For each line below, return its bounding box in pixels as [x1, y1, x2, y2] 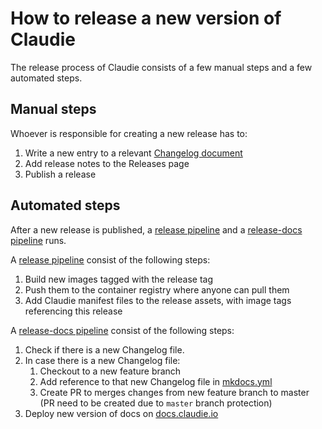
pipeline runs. [10, 234, 67, 246]
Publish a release [24, 168, 97, 180]
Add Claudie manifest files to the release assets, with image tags [24, 294, 292, 306]
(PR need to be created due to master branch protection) [39, 397, 273, 409]
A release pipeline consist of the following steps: [10, 253, 211, 266]
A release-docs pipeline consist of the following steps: [10, 324, 235, 336]
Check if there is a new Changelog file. [24, 343, 185, 356]
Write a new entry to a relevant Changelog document [24, 147, 243, 159]
